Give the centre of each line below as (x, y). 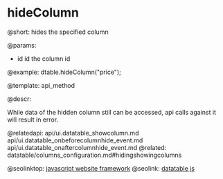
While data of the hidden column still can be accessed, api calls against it (112, 112)
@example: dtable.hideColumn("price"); (64, 72)
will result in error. (33, 120)
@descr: (19, 99)
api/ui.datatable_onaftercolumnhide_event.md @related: (87, 147)
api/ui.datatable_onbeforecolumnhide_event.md (75, 140)
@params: (22, 45)
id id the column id (44, 58)
